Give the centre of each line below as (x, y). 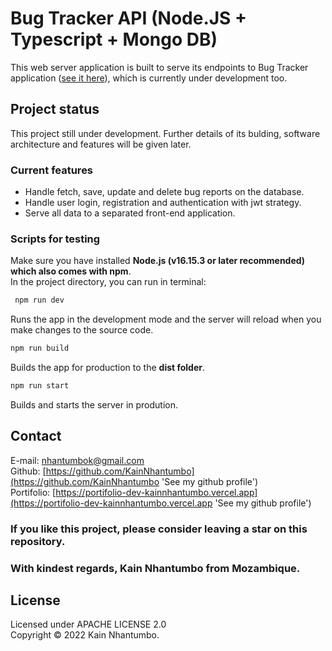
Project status (55, 109)
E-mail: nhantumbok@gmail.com (77, 460)
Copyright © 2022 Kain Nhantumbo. (85, 635)
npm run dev (39, 300)
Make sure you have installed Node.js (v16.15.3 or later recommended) (158, 261)
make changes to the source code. (82, 330)
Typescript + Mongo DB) (114, 39)
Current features (52, 170)
